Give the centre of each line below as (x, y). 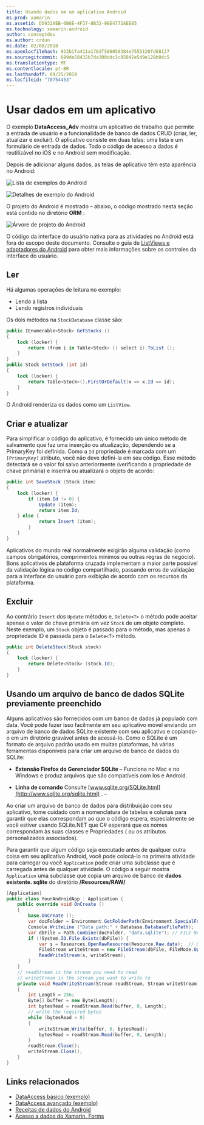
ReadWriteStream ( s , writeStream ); (82, 955)
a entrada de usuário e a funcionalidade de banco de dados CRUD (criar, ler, (102, 133)
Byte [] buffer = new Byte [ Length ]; (73, 1001)
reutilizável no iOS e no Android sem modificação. (69, 153)
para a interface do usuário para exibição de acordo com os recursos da (97, 576)
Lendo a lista (31, 301)
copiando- (185, 731)
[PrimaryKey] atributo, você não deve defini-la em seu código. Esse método (101, 458)
